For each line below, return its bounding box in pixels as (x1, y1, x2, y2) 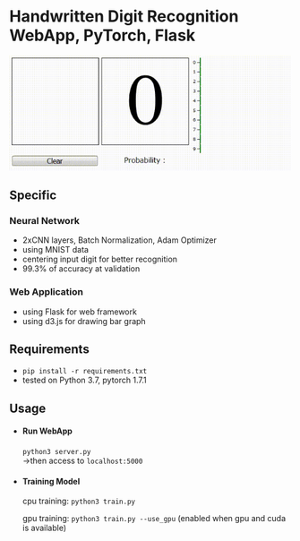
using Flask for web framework (21, 306, 137, 317)
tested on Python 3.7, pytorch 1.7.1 (21, 374, 147, 386)
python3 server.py (21, 448, 91, 457)
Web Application (9, 286, 83, 298)
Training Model (21, 476, 81, 486)
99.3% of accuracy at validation (21, 263, 141, 274)
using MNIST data (21, 245, 90, 255)
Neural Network (9, 215, 81, 227)
